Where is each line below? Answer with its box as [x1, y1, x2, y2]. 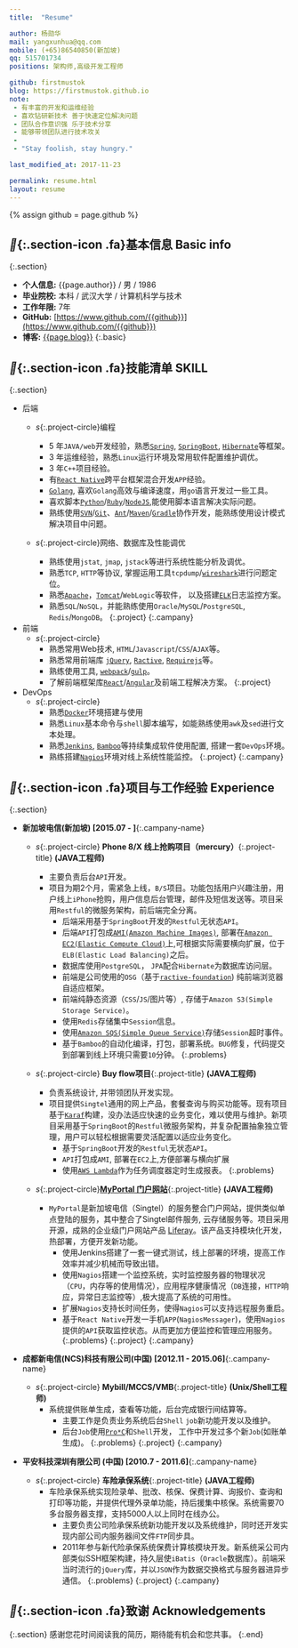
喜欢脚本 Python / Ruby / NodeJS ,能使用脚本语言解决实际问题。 [48, 496, 262, 507]
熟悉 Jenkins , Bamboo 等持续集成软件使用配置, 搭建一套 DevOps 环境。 [48, 740, 290, 752]
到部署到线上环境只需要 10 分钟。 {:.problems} [61, 1049, 228, 1059]
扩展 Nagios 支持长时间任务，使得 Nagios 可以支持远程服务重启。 [61, 1302, 290, 1313]
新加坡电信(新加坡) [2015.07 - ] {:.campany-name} [21, 822, 205, 832]
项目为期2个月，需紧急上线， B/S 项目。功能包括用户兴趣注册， [48, 882, 277, 893]
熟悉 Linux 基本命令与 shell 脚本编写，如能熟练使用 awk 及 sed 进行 [48, 718, 277, 729]
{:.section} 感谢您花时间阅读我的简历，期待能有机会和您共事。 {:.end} [9, 1628, 264, 1639]
